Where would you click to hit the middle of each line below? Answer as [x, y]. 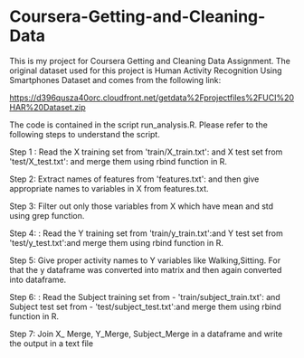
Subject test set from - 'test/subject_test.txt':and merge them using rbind [146, 306]
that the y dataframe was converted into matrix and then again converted [146, 269]
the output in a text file [51, 343]
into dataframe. [38, 279]
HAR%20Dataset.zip [47, 107]
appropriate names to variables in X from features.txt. [109, 188]
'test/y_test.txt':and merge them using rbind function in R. [116, 242]
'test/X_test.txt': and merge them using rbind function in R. [119, 161]
